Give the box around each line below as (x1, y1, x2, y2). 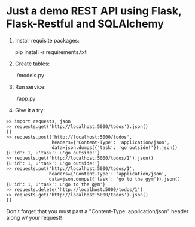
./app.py (14, 95, 36, 102)
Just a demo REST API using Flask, (6, 4, 182, 18)
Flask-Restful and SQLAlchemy (6, 17, 164, 31)
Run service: (14, 83, 46, 91)
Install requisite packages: (14, 37, 80, 44)
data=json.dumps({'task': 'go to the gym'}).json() (48, 176, 181, 182)
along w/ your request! (6, 214, 62, 221)
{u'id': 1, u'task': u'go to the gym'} (6, 181, 106, 187)
